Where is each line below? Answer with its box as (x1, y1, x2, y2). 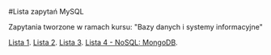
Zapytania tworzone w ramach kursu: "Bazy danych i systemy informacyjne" (8, 22, 263, 31)
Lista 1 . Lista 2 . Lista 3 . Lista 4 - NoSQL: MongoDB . (8, 37, 178, 47)
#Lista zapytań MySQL (8, 7, 84, 16)
